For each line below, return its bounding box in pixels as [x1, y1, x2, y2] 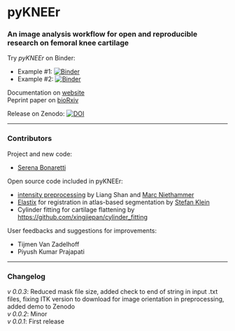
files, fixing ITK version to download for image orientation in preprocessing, [7, 295, 225, 304]
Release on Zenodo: [7, 109, 65, 118]
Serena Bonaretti [17, 163, 66, 172]
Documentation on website [7, 88, 85, 97]
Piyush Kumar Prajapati [17, 247, 85, 256]
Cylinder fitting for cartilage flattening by [17, 205, 135, 214]
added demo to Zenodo [7, 302, 76, 311]
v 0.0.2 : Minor [7, 310, 48, 318]
